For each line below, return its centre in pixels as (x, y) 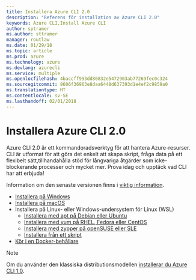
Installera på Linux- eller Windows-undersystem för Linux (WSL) (94, 209)
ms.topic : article (29, 51)
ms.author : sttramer (32, 34)
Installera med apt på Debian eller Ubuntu (75, 215)
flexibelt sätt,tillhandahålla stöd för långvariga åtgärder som (80, 160)
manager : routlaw (28, 40)
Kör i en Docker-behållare (47, 241)
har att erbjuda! (25, 173)
